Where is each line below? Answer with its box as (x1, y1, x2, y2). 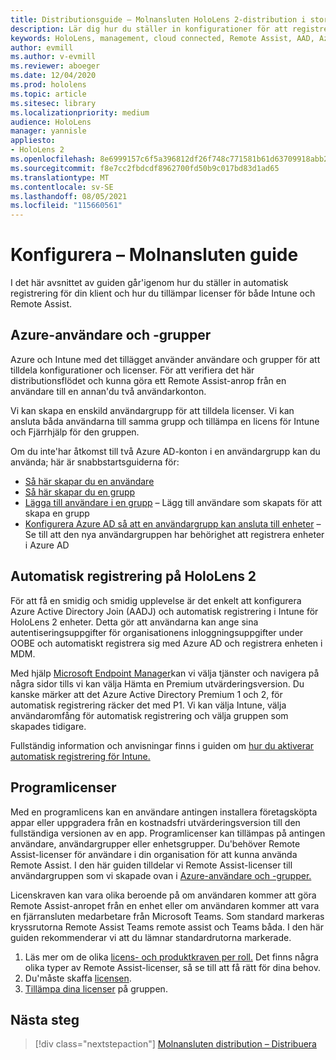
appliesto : (10, 136, 56, 146)
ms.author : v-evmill (10, 52, 97, 62)
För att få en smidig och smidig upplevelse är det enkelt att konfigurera (10, 594, 302, 606)
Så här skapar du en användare (24, 475, 155, 487)
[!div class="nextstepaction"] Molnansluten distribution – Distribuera (34, 1038, 317, 1050)
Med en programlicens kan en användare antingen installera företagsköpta (10, 806, 318, 818)
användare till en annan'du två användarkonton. (10, 385, 207, 397)
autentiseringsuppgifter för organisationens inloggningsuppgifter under (10, 626, 304, 638)
